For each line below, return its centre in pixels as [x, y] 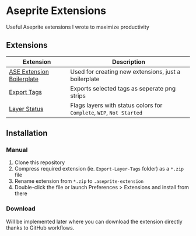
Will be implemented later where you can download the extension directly [94, 221]
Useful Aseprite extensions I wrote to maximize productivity [78, 27]
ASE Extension [29, 71]
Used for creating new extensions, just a [125, 71]
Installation [27, 133]
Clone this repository [40, 162]
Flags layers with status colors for [116, 105]
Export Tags [25, 92]
